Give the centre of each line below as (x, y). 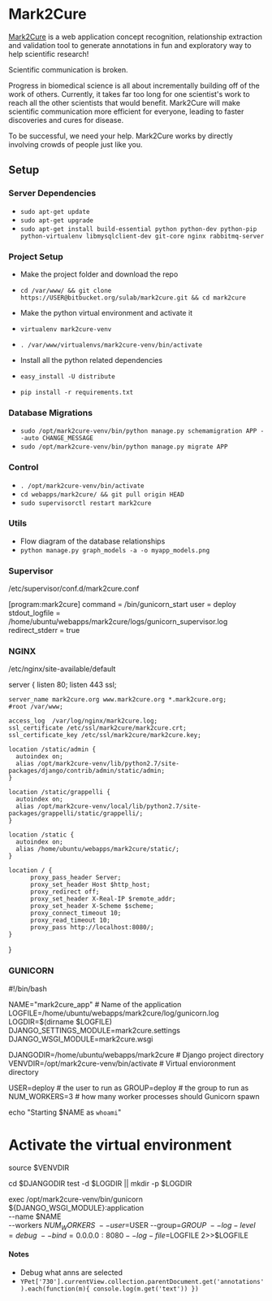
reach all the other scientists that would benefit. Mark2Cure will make (125, 103)
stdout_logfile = (35, 613)
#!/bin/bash (28, 989)
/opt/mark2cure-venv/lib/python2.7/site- (109, 764)
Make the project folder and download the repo (99, 274)
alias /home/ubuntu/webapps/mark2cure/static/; (98, 849)
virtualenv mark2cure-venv (66, 329)
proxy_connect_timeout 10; (76, 913)
